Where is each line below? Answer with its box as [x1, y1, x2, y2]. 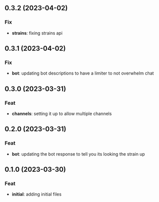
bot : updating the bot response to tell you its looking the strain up [11, 151, 145, 157]
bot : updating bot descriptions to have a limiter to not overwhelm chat [11, 70, 154, 76]
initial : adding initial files [11, 191, 62, 197]
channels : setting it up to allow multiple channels [11, 111, 112, 117]
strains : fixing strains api [11, 30, 63, 36]
